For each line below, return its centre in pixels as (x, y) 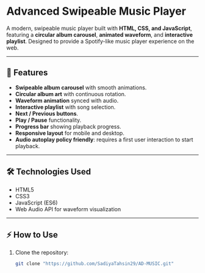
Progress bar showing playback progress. (68, 126)
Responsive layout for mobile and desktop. (70, 133)
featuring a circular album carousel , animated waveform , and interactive (100, 34)
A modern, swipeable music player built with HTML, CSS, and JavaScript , (99, 28)
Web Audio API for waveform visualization (68, 209)
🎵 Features (27, 73)
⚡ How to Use (32, 235)
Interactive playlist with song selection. (65, 107)
